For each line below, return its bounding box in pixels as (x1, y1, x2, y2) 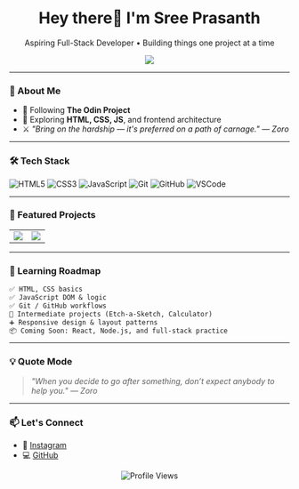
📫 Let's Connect (9, 416, 84, 429)
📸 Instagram (21, 439, 67, 450)
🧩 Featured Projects (9, 209, 96, 221)
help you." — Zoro (30, 385, 98, 396)
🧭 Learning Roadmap (9, 264, 101, 277)
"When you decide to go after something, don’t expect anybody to (30, 375, 275, 386)
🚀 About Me (9, 84, 61, 97)
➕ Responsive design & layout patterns (9, 317, 158, 327)
